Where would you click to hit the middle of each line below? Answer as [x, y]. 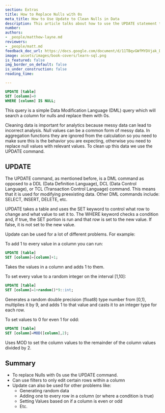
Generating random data [44, 391]
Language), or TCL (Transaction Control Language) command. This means [80, 189]
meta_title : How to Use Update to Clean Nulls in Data [62, 19]
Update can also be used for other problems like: [62, 385]
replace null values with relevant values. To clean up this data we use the [79, 146]
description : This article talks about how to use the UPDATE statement [81, 23]
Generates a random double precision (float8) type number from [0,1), [76, 299]
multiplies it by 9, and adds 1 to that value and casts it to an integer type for [81, 305]
